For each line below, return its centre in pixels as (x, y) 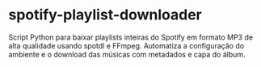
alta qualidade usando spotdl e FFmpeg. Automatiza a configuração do (126, 45)
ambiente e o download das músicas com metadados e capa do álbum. (127, 54)
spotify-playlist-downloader (105, 15)
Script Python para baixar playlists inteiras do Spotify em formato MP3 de (130, 37)
